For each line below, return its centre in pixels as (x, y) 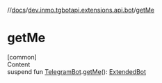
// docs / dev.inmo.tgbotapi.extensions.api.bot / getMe (81, 10)
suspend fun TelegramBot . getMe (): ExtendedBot (77, 71)
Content (19, 64)
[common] (22, 57)
